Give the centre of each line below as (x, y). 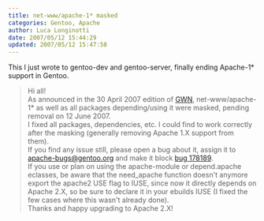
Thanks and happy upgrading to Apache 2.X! (100, 208)
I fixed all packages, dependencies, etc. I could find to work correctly (140, 125)
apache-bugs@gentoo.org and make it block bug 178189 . (121, 158)
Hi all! (37, 91)
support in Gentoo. (39, 76)
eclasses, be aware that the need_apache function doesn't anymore (138, 175)
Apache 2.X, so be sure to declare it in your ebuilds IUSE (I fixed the (138, 192)
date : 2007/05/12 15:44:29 (52, 37)
